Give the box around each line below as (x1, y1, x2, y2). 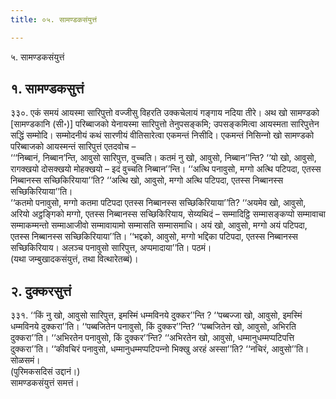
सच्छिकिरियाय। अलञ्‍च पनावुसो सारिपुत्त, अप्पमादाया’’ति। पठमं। (10, 242, 212, 254)
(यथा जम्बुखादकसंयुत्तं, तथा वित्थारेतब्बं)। (10, 253, 139, 265)
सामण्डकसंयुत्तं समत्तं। (10, 377, 80, 389)
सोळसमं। (10, 354, 41, 366)
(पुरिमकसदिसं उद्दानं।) (10, 366, 81, 378)
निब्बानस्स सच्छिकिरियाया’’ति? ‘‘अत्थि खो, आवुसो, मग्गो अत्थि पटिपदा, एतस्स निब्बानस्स (10, 174, 284, 186)
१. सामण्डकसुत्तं (10, 81, 85, 98)
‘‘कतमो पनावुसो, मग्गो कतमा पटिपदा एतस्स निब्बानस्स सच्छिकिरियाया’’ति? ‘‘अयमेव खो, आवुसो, (10, 197, 307, 209)
